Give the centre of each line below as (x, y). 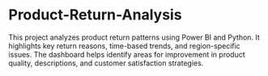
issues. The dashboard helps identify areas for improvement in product (127, 54)
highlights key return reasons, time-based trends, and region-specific (124, 45)
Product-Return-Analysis (95, 15)
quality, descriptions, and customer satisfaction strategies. (106, 63)
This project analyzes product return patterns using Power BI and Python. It (134, 37)
